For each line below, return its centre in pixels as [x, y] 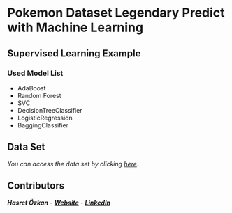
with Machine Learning [75, 27]
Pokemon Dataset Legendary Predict [116, 13]
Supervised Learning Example [74, 53]
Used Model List [35, 73]
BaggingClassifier [43, 125]
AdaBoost [31, 88]
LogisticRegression [45, 118]
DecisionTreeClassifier [50, 110]
